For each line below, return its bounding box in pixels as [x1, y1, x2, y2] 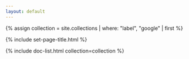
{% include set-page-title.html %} [5, 36, 87, 43]
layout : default [5, 8, 45, 15]
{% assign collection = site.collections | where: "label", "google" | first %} [5, 25, 183, 32]
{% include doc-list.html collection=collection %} [5, 47, 124, 54]
